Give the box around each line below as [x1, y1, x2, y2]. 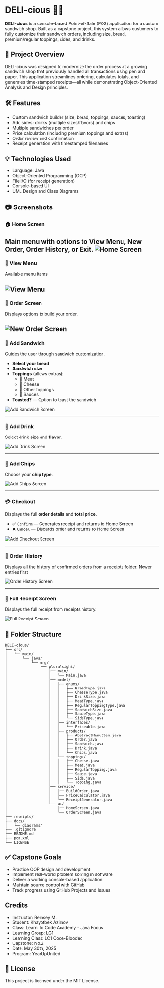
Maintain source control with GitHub [12, 882, 85, 888]
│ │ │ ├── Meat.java [5, 763, 95, 768]
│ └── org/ [5, 660, 49, 665]
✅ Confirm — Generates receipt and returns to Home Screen [12, 521, 133, 527]
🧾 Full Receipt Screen [5, 595, 57, 602]
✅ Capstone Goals [5, 853, 62, 862]
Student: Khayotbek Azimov [12, 919, 68, 925]
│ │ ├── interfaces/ [5, 720, 91, 725]
